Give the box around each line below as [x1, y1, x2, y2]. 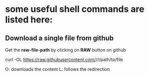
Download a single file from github [5, 34, 114, 42]
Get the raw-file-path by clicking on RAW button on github [5, 47, 126, 53]
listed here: [5, 14, 53, 25]
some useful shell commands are [5, 3, 145, 15]
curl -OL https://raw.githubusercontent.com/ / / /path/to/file [5, 57, 123, 63]
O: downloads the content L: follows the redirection [5, 66, 110, 72]
